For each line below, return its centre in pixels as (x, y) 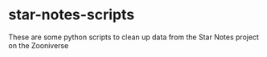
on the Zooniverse (39, 45)
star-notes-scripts (72, 15)
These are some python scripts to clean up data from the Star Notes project (134, 37)
